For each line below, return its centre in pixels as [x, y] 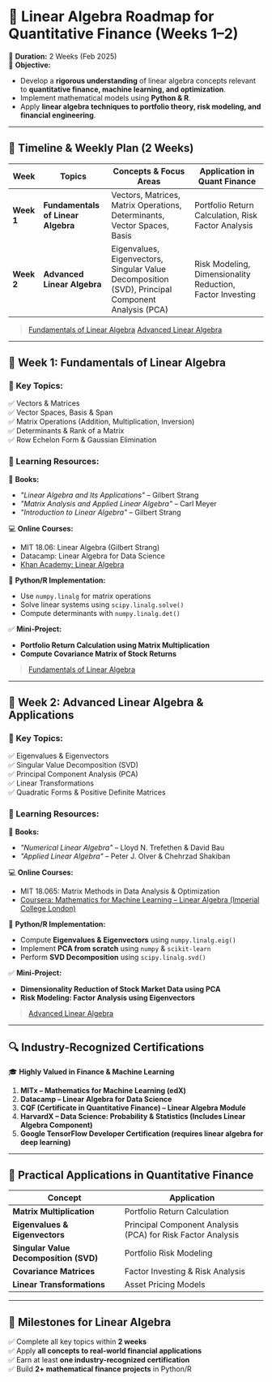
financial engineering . [58, 115]
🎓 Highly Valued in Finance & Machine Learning [91, 1071]
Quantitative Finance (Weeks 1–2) [123, 34]
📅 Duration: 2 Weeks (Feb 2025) [63, 56]
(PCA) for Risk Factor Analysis [182, 1235]
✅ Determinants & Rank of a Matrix [66, 431]
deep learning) [45, 1142]
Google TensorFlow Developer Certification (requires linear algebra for [142, 1133]
